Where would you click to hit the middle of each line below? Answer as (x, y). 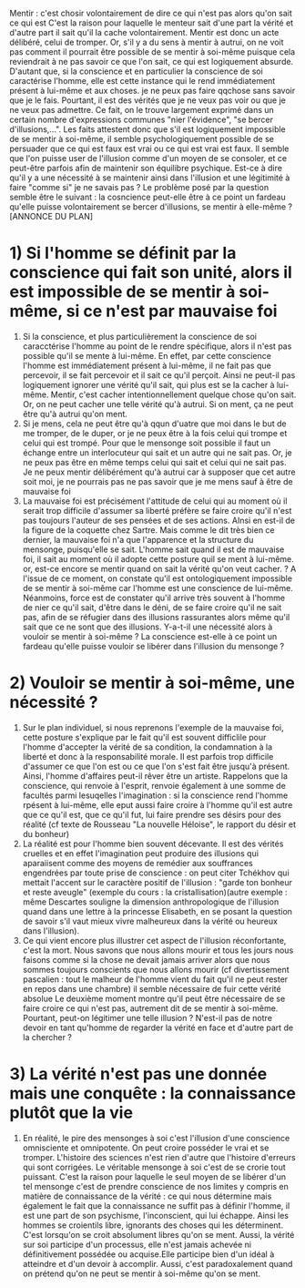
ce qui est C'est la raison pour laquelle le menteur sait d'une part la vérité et (152, 23)
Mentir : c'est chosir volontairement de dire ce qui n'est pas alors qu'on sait (151, 13)
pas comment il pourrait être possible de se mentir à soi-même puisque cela (152, 52)
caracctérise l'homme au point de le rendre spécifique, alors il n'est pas (157, 346)
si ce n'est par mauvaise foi (172, 311)
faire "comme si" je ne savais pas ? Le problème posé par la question (139, 187)
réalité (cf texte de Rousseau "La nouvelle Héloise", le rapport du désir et (159, 824)
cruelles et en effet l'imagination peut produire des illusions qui (141, 853)
